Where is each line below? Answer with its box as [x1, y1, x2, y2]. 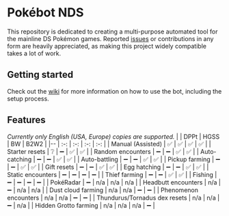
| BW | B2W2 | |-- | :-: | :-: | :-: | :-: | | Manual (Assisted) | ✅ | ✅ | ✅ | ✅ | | [7, 139, 211, 148]
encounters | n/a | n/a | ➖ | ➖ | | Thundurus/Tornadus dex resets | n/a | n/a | [7, 193, 220, 202]
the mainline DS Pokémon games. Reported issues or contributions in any [7, 34, 214, 42]
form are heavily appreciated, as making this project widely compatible [7, 42, 207, 50]
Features [7, 114, 46, 126]
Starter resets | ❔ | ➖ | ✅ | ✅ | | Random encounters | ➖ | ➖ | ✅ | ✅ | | [7, 147, 200, 155]
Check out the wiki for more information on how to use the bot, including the [7, 87, 222, 95]
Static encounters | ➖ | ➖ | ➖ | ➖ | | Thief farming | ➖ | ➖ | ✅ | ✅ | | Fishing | [7, 170, 217, 178]
